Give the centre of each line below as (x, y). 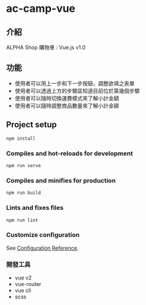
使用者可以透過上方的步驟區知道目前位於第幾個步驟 (77, 90)
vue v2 (23, 278)
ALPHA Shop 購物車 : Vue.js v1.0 (46, 47)
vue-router (28, 284)
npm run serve (24, 165)
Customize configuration (43, 235)
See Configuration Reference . (42, 248)
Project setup (32, 125)
